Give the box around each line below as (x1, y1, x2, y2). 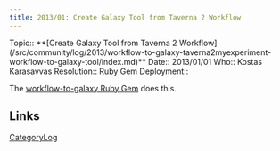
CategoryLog (9, 132, 58, 143)
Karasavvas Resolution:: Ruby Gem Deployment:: (9, 66, 189, 76)
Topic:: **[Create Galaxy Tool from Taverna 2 (9, 37, 177, 48)
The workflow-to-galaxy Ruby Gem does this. (9, 83, 177, 93)
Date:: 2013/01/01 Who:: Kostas (148, 56, 263, 67)
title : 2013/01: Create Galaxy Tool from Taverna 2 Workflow (9, 12, 242, 22)
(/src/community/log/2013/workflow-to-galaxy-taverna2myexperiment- (9, 46, 272, 58)
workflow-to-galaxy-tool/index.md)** (9, 56, 147, 67)
